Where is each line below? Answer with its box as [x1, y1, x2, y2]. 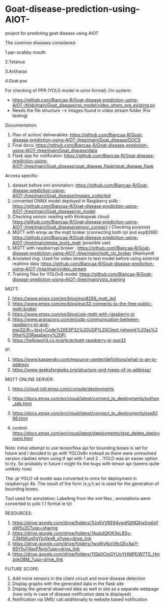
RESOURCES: [5, 510, 33, 516]
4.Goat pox [5, 78, 27, 84]
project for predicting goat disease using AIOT [5, 30, 99, 36]
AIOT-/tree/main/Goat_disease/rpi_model [12, 208, 96, 214]
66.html [12, 415, 28, 421]
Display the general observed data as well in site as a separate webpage [12, 586, 159, 592]
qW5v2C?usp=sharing [12, 525, 58, 531]
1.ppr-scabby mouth [5, 49, 46, 55]
